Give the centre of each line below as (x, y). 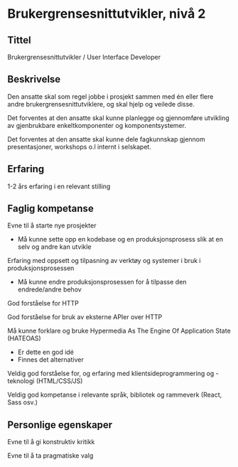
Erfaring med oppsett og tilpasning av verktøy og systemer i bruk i (104, 261)
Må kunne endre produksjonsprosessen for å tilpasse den (102, 282)
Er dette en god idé (46, 352)
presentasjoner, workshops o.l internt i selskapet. (79, 146)
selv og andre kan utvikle (54, 247)
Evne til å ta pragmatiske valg (50, 456)
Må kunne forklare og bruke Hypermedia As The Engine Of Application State (119, 331)
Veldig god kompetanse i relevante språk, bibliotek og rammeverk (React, (115, 395)
